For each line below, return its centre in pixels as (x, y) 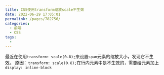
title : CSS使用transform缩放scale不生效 (45, 10)
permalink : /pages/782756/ (33, 19)
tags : (11, 37)
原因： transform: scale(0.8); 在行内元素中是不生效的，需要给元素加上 (87, 63)
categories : (17, 23)
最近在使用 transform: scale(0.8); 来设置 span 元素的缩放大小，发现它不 (77, 56)
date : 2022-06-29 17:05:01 (33, 14)
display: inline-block (28, 68)
